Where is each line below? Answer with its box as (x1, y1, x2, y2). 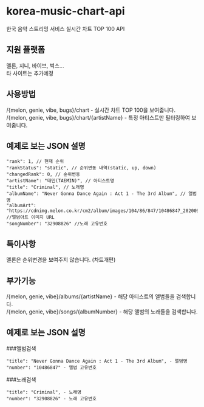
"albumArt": (6, 202, 36, 209)
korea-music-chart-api (6, 4, 126, 18)
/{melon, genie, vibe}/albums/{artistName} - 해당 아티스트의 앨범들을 (6, 293, 175, 300)
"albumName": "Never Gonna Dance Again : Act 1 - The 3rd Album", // (6, 191, 186, 197)
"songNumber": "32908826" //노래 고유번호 (6, 221, 108, 227)
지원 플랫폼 (6, 44, 46, 55)
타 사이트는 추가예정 (6, 69, 53, 77)
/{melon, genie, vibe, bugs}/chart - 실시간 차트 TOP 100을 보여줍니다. (6, 106, 176, 114)
